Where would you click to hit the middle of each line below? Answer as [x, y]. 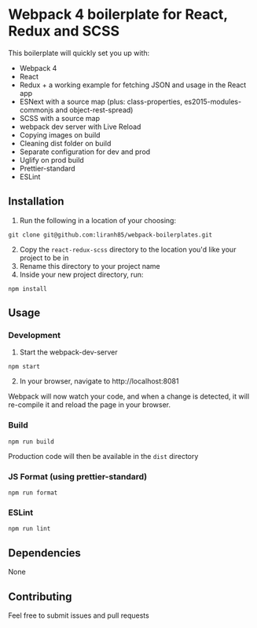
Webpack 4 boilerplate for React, [118, 15]
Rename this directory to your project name [90, 266]
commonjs [37, 110]
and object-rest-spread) [94, 110]
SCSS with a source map [60, 118]
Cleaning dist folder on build [65, 143]
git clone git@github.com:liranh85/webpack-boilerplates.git [110, 235]
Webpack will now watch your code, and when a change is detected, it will [129, 397]
